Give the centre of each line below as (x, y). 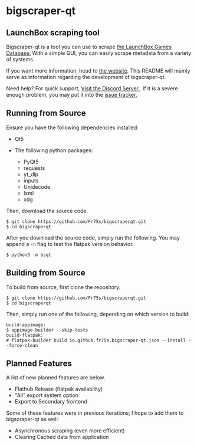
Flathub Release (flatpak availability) (59, 389)
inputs (31, 181)
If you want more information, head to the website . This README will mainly (98, 71)
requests (34, 168)
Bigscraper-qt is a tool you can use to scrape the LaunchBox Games (89, 47)
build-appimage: (26, 325)
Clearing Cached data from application (62, 437)
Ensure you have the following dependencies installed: (72, 127)
